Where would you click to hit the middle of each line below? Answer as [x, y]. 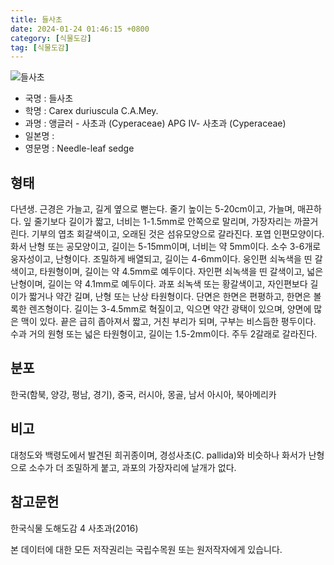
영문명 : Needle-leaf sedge [79, 148]
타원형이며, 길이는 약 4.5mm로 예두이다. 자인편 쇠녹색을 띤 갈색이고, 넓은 [181, 272]
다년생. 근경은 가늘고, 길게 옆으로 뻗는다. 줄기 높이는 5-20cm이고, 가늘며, [153, 209]
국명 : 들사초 [49, 98]
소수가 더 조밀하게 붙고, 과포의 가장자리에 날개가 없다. [132, 467]
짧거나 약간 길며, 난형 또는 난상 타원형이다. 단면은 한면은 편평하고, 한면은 [170, 297]
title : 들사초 [36, 19]
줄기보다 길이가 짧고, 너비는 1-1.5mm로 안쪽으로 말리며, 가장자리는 [162, 222]
